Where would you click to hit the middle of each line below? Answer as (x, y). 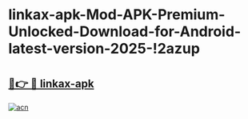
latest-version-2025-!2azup (104, 49)
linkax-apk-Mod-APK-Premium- (117, 15)
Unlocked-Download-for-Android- (125, 32)
